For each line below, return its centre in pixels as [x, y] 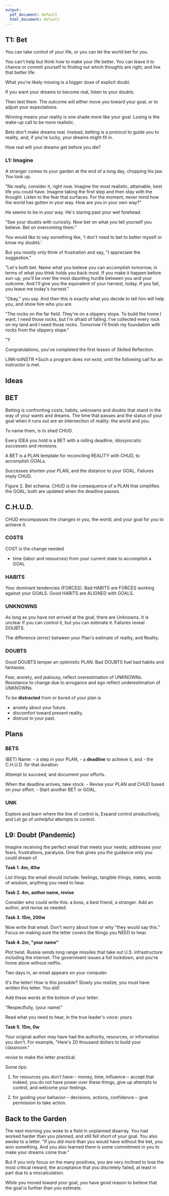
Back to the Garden [36, 1118]
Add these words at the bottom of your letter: [52, 998]
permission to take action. [39, 1103]
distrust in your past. [34, 718]
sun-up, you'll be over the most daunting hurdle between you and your [79, 278]
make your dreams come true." [37, 1153]
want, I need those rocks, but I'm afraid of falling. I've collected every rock [82, 319]
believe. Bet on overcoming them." [41, 227]
